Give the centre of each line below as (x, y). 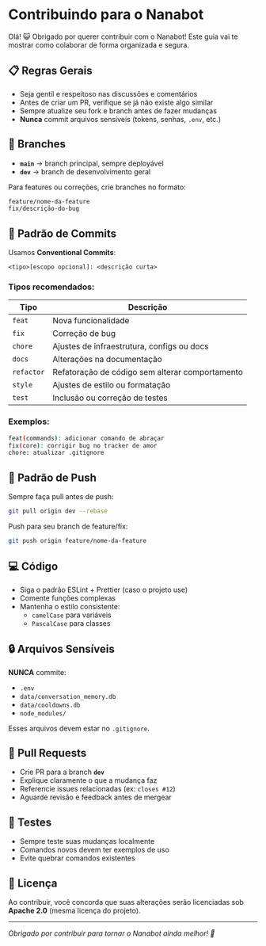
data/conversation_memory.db (68, 696)
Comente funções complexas (68, 598)
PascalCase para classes (71, 623)
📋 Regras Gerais (50, 71)
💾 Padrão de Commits (63, 233)
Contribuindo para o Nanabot (106, 15)
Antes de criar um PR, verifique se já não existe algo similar (116, 102)
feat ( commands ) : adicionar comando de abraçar (86, 438)
